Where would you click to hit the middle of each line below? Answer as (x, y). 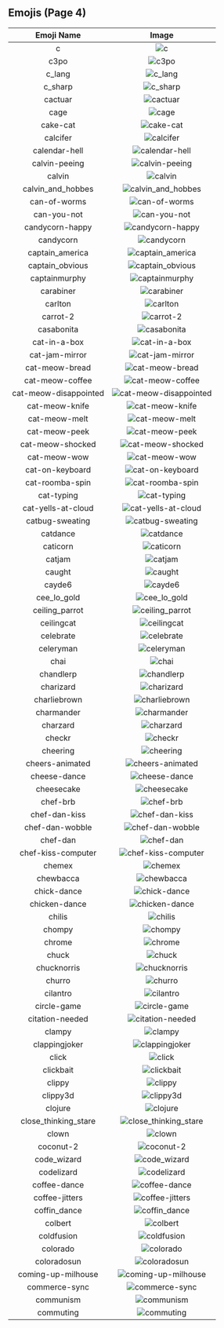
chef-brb (58, 802)
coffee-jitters (58, 1198)
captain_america (58, 252)
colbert (58, 1223)
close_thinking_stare (58, 1121)
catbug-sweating (58, 520)
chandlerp (58, 673)
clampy (58, 1031)
